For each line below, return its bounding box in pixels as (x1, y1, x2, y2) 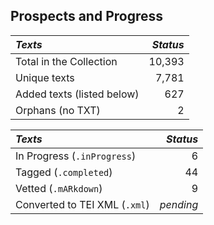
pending (159, 197, 199, 211)
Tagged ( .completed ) (15, 165, 113, 179)
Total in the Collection (15, 54, 118, 68)
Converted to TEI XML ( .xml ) (15, 197, 150, 211)
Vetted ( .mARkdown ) (15, 181, 103, 195)
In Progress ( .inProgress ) (15, 149, 137, 163)
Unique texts (15, 70, 75, 84)
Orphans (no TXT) (15, 103, 101, 117)
